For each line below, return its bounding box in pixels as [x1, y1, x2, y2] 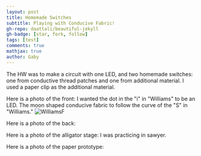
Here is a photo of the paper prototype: [6, 143, 104, 150]
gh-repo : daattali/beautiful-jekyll [6, 25, 99, 32]
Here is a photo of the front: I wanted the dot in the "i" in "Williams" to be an [6, 95, 196, 102]
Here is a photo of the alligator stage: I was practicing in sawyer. [6, 131, 166, 138]
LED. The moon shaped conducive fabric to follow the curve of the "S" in [6, 101, 188, 109]
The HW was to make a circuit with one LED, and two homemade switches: [6, 70, 193, 77]
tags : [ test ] [6, 37, 39, 43]
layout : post [6, 8, 39, 15]
